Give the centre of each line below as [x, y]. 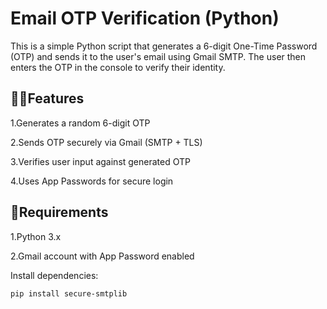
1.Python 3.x [36, 236]
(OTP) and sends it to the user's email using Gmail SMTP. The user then [158, 56]
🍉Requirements [59, 212]
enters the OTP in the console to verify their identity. [118, 67]
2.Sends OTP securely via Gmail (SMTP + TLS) [106, 142]
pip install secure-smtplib [69, 293]
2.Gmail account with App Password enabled [102, 256]
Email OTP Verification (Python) [145, 18]
